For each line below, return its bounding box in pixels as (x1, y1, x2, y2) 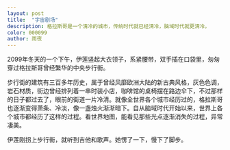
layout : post (7, 10, 44, 17)
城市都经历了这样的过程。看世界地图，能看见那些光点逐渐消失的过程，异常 (12, 112, 223, 121)
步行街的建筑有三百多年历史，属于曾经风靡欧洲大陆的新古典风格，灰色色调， (7, 78, 223, 86)
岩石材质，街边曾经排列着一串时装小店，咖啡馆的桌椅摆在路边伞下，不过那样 (7, 87, 223, 95)
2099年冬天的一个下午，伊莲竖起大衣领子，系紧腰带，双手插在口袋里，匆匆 (7, 55, 220, 64)
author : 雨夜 (7, 36, 42, 42)
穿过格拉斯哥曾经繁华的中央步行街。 (7, 64, 110, 72)
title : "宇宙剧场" (7, 16, 59, 23)
